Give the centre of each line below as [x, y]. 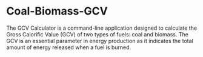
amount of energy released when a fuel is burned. [69, 47]
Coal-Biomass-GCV [57, 11]
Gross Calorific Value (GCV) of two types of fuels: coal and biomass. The [98, 34]
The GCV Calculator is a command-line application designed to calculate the [102, 28]
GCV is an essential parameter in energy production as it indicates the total [100, 41]
